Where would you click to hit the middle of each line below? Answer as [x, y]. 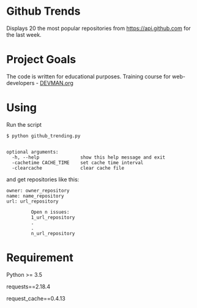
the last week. [24, 34]
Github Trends [43, 11]
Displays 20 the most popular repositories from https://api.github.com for [98, 28]
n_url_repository [53, 233]
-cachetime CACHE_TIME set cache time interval [78, 163]
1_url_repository [53, 217]
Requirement [40, 258]
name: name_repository [35, 196]
